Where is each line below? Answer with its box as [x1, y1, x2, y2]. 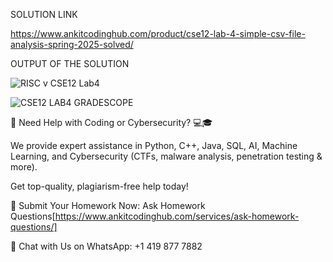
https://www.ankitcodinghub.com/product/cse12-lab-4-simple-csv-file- [10, 28, 306, 39]
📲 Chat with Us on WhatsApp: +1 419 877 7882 [10, 240, 203, 252]
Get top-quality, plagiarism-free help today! [10, 180, 189, 192]
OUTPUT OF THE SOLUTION [10, 58, 130, 69]
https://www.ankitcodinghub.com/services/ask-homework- [54, 210, 300, 222]
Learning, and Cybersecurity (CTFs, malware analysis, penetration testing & [10, 150, 323, 162]
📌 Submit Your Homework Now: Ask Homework [10, 200, 206, 211]
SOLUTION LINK [10, 9, 78, 20]
